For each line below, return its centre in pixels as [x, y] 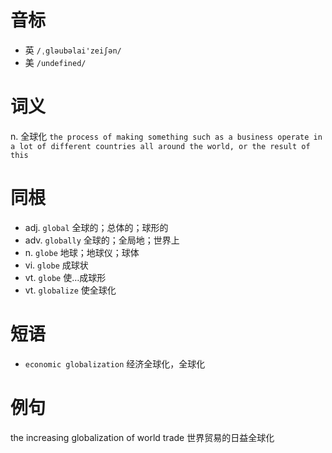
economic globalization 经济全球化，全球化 [115, 363]
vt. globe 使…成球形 [65, 277]
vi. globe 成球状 [56, 265]
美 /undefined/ [55, 62]
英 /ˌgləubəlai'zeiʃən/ [73, 50]
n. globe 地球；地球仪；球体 [82, 252]
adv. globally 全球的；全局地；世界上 [102, 240]
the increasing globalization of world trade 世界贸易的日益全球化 [142, 437]
